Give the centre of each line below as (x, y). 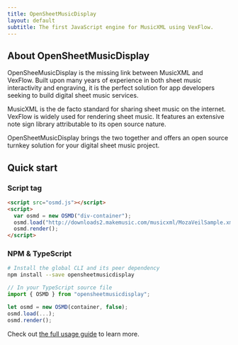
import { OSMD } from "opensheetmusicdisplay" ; (79, 295)
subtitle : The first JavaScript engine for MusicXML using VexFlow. (110, 27)
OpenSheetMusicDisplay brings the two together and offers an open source (118, 138)
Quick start (33, 168)
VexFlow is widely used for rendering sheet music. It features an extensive (116, 117)
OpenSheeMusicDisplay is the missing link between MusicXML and (105, 73)
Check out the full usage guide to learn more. (73, 334)
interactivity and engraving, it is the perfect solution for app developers (111, 88)
